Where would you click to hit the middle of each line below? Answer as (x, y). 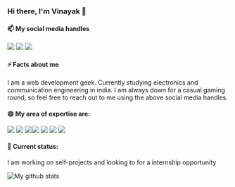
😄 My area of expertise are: (49, 114)
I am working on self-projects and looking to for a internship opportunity (112, 162)
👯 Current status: (33, 147)
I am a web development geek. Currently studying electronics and (103, 83)
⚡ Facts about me (33, 64)
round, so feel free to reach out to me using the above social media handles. (118, 97)
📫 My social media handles (49, 28)
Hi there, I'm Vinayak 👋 (47, 11)
